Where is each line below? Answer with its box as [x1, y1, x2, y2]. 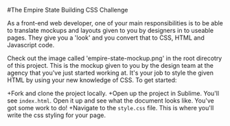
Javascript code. [7, 41, 55, 49]
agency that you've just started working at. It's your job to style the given [7, 68, 214, 77]
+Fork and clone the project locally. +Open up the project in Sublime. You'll [7, 89, 220, 97]
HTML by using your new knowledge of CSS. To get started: [7, 76, 177, 84]
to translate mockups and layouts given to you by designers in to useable [7, 27, 214, 34]
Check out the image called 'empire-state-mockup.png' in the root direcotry [7, 54, 222, 62]
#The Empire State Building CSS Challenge [7, 6, 128, 14]
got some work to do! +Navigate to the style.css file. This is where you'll [7, 104, 214, 112]
